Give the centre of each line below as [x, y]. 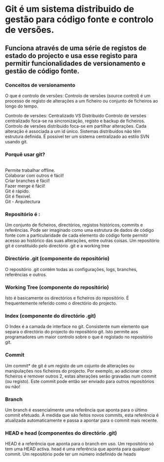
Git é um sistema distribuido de [70, 9]
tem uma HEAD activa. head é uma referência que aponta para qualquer [78, 449]
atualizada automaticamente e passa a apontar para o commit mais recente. [82, 420]
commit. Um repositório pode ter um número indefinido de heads [70, 454]
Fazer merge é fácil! [25, 186]
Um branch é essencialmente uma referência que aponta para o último [76, 410]
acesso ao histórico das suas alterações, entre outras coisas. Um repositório [82, 241]
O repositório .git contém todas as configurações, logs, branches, [71, 269]
